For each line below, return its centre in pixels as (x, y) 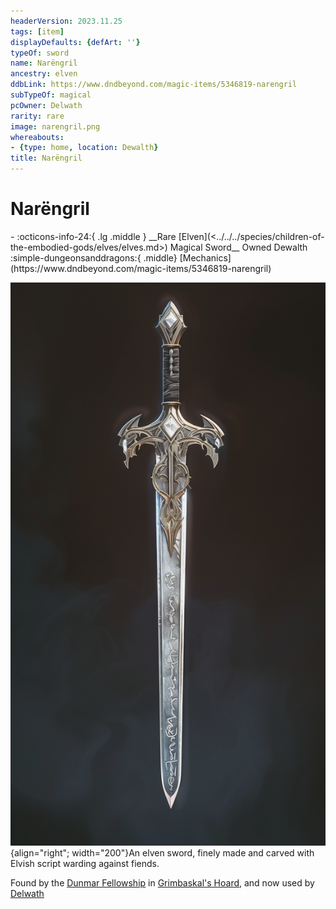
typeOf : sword (40, 53)
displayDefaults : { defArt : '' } (75, 42)
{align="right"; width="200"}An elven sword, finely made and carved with (162, 852)
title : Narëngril (46, 158)
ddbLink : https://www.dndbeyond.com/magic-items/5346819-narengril (154, 85)
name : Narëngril (44, 63)
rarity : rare (37, 116)
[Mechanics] (205, 257)
